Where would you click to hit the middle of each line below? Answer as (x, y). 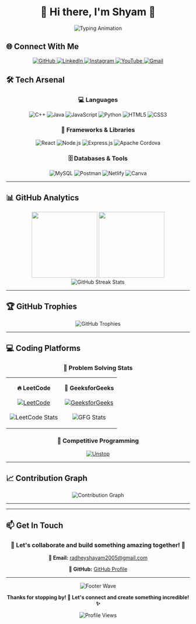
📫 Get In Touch (35, 525)
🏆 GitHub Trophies (42, 307)
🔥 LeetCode (34, 388)
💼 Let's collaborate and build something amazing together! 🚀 (98, 545)
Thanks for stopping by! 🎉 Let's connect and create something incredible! (98, 598)
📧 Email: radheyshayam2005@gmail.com (98, 558)
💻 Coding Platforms (43, 348)
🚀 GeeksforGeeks (89, 388)
